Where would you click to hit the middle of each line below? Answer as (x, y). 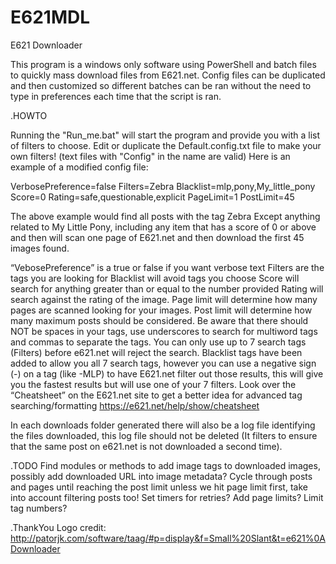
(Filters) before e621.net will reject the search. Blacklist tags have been (156, 352)
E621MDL (50, 17)
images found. (40, 248)
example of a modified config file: (79, 167)
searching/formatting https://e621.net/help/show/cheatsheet (135, 405)
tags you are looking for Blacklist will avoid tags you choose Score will (155, 278)
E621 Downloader (46, 45)
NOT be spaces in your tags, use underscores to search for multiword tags (164, 331)
